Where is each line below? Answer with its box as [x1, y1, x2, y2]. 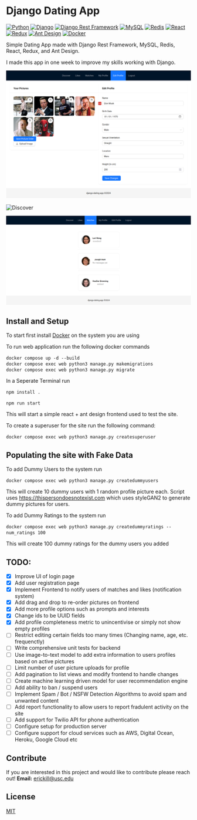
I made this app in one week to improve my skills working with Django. [6, 59, 176, 66]
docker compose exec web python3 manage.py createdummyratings [6, 524, 164, 530]
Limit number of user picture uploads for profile [14, 664, 130, 671]
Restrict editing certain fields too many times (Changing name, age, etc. [14, 632, 188, 639]
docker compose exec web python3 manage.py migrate [6, 367, 135, 373]
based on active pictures [14, 657, 74, 664]
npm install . [6, 389, 41, 396]
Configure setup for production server [14, 723, 107, 730]
